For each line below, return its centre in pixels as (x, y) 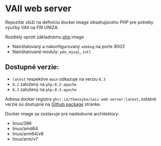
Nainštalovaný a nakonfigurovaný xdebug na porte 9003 (68, 46)
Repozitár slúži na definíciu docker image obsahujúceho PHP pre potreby (79, 22)
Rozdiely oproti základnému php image (45, 37)
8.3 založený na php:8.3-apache (45, 89)
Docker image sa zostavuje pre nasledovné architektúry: (62, 114)
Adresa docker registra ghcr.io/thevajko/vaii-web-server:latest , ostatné (81, 99)
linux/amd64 (25, 128)
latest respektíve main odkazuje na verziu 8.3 (59, 79)
